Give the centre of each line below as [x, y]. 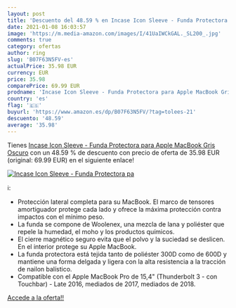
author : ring [26, 53]
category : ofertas [34, 46]
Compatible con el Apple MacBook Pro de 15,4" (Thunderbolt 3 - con [117, 276]
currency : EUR [28, 72]
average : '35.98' [33, 125]
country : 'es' [28, 99]
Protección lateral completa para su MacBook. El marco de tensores [116, 202]
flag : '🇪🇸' [25, 105]
